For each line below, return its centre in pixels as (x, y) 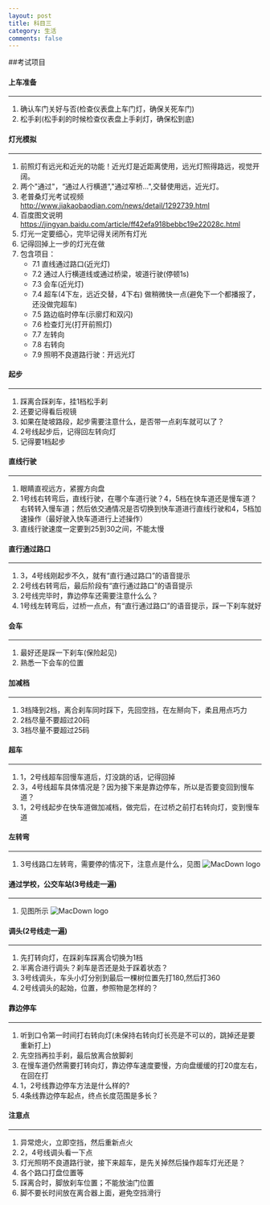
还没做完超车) (55, 304)
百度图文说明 (41, 215)
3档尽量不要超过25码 (55, 730)
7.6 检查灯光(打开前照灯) (72, 324)
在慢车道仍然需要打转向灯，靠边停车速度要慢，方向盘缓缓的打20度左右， (141, 1065)
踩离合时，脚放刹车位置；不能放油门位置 (87, 1182)
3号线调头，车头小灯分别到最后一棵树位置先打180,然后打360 (120, 978)
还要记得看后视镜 (48, 411)
